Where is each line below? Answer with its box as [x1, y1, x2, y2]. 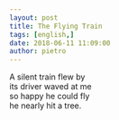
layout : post [9, 13, 59, 23]
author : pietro [9, 47, 67, 56]
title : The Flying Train [9, 22, 103, 31]
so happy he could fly [9, 91, 90, 102]
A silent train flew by [9, 71, 86, 82]
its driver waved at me [9, 81, 92, 92]
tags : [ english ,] [9, 30, 75, 39]
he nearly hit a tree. [9, 100, 82, 111]
